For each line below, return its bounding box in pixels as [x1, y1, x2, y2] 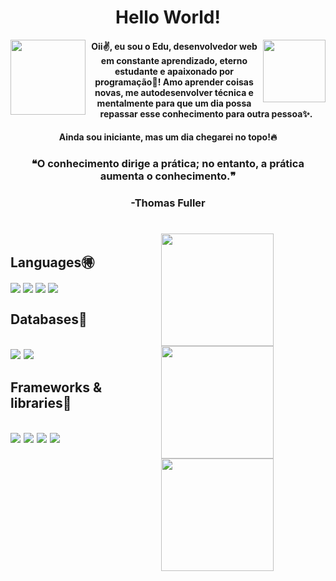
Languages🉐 [10, 254, 95, 271]
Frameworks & [10, 379, 103, 396]
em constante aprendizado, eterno [100, 54, 248, 66]
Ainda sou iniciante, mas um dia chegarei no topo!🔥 [58, 131, 278, 143]
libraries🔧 [10, 394, 72, 411]
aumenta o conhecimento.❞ [99, 169, 237, 183]
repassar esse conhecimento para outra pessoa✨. [99, 107, 313, 120]
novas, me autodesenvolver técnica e [94, 86, 254, 98]
